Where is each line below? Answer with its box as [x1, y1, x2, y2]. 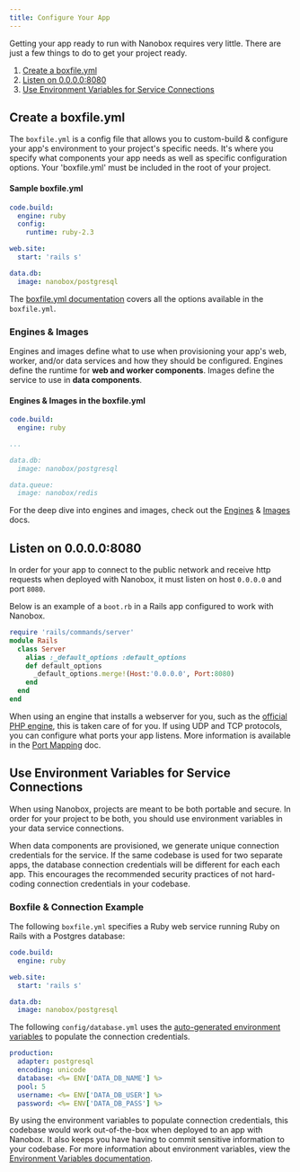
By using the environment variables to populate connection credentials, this [9, 1115, 289, 1126]
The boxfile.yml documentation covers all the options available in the [9, 293, 264, 304]
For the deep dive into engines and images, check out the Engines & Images [9, 505, 290, 516]
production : [9, 1049, 54, 1058]
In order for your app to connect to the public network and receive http [9, 564, 271, 575]
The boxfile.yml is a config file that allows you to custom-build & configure [9, 134, 288, 145]
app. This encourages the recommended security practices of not [9, 868, 253, 879]
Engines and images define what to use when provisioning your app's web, [9, 345, 287, 356]
